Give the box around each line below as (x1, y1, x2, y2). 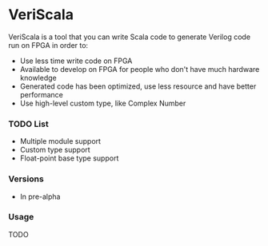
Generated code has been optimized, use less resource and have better (19, 81, 257, 91)
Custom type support (19, 145, 90, 155)
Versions (8, 173, 44, 184)
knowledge (19, 73, 58, 82)
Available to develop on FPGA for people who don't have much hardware (19, 64, 260, 73)
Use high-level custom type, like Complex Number (19, 98, 186, 108)
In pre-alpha (19, 192, 61, 201)
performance (19, 89, 64, 99)
